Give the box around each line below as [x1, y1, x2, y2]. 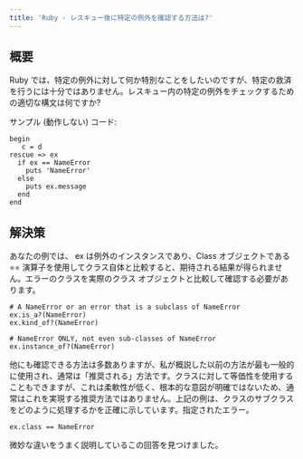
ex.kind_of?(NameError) [9, 319, 99, 328]
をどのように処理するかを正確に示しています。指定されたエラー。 [9, 405, 255, 416]
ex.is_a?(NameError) [9, 311, 88, 320]
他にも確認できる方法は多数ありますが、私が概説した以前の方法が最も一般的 [9, 359, 295, 370]
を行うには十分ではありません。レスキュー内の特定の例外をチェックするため [9, 86, 295, 97]
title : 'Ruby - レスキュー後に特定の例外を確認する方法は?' [9, 13, 213, 23]
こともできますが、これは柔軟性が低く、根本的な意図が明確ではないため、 [9, 382, 287, 393]
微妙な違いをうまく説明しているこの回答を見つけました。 [9, 440, 223, 451]
